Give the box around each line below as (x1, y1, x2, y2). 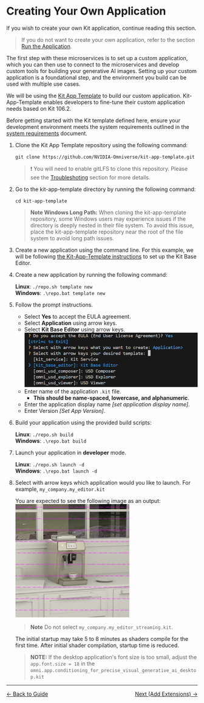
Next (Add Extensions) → (134, 690, 198, 698)
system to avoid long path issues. (30, 234, 114, 241)
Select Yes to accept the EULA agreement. (24, 313, 131, 320)
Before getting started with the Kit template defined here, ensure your (6, 117, 181, 124)
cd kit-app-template (15, 198, 67, 204)
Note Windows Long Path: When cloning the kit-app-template (30, 209, 186, 216)
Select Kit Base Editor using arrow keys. (24, 325, 126, 333)
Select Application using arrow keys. (24, 319, 117, 327)
